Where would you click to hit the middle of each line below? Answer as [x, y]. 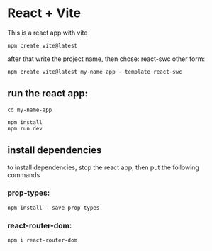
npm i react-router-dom [43, 240]
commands [24, 174]
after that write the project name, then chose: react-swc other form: [106, 59]
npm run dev [25, 128]
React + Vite [44, 13]
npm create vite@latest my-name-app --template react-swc [95, 72]
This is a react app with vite [48, 33]
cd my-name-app [30, 110]
